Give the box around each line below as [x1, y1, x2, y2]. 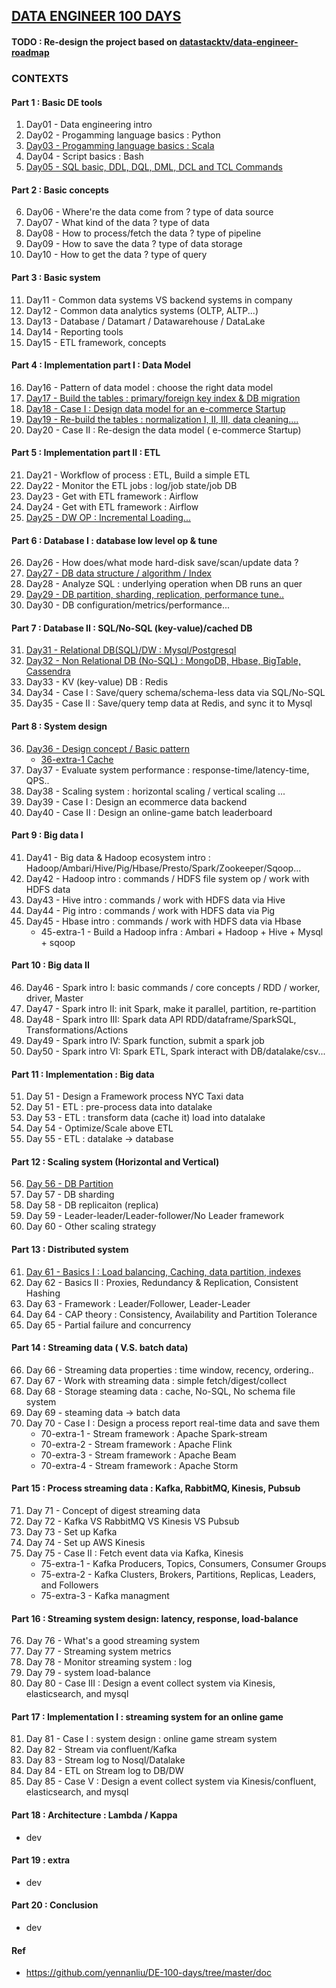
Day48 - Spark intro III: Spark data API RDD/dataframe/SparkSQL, [25, 1013, 297, 1025]
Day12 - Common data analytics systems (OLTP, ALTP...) [25, 304, 259, 316]
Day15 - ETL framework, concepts [25, 336, 167, 348]
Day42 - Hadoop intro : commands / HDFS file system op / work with [25, 872, 310, 884]
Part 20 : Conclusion [11, 1899, 99, 1911]
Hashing [25, 1287, 61, 1299]
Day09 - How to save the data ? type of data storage [25, 238, 243, 250]
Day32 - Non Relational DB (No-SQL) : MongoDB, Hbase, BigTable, [25, 655, 301, 667]
